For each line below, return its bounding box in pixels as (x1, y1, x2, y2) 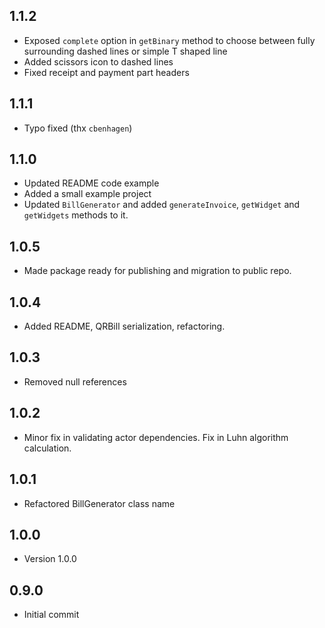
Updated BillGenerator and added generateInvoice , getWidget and (23, 199, 301, 211)
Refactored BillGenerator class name (23, 497, 176, 509)
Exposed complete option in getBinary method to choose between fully (23, 34, 316, 46)
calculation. (23, 442, 72, 454)
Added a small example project (23, 188, 152, 200)
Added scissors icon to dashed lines (23, 55, 174, 68)
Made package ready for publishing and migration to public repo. (23, 265, 292, 277)
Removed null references (23, 375, 127, 388)
